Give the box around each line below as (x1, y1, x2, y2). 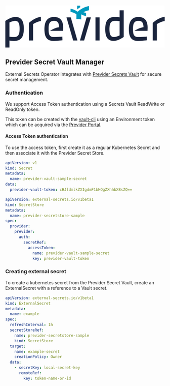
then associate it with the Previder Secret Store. (5, 150, 105, 156)
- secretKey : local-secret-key (14, 365, 80, 370)
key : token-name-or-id (23, 376, 71, 381)
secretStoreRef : (10, 328, 44, 333)
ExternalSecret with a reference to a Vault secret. (5, 285, 108, 291)
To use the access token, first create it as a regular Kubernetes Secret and (5, 144, 160, 151)
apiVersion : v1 (5, 160, 37, 165)
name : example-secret (14, 349, 60, 354)
